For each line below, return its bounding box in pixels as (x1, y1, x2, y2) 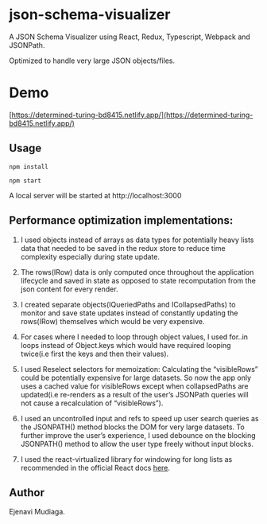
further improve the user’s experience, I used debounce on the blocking (20, 430, 257, 440)
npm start (9, 177, 42, 185)
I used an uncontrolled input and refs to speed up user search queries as (20, 413, 259, 423)
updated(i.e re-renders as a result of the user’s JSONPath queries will (20, 389, 249, 399)
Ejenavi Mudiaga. (9, 507, 66, 517)
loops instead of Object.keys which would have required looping (20, 340, 231, 350)
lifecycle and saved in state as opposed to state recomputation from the (20, 276, 257, 285)
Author (9, 486, 44, 499)
